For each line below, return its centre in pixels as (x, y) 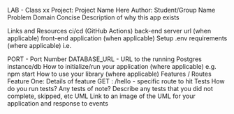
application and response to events (58, 103)
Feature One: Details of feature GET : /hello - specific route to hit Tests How (116, 81)
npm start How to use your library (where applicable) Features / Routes (109, 74)
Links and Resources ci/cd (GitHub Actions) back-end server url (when (109, 31)
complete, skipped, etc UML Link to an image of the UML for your (101, 96)
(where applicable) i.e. (39, 46)
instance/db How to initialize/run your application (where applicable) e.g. (112, 66)
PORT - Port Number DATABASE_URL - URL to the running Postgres (105, 59)
